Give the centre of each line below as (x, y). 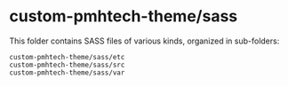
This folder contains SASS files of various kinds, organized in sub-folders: (144, 41)
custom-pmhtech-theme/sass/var (67, 73)
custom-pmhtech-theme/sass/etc (67, 57)
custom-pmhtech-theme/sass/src (67, 65)
